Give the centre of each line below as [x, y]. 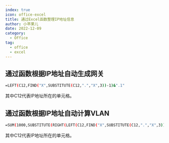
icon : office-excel [26, 15]
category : [16, 33]
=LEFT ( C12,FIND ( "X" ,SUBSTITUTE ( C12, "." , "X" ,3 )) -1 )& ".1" [65, 86]
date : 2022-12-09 [23, 29]
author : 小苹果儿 [22, 24]
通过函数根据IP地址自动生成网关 [55, 74]
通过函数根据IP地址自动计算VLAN [57, 113]
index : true [18, 10]
